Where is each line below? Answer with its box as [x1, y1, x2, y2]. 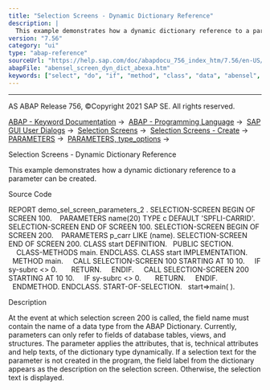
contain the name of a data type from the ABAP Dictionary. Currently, [8, 321, 237, 330]
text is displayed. [8, 372, 64, 382]
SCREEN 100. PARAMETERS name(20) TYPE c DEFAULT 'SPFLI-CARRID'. [8, 213, 256, 223]
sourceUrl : [8, 57, 45, 65]
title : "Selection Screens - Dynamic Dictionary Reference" [8, 11, 215, 20]
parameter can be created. [8, 174, 97, 183]
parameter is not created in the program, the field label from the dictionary [8, 355, 255, 365]
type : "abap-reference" [8, 49, 88, 57]
